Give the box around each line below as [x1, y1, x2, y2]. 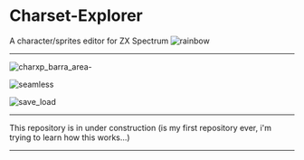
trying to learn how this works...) [9, 132, 130, 143]
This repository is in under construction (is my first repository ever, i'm [9, 122, 272, 133]
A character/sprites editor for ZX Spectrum [9, 35, 169, 46]
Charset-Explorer [9, 5, 143, 26]
